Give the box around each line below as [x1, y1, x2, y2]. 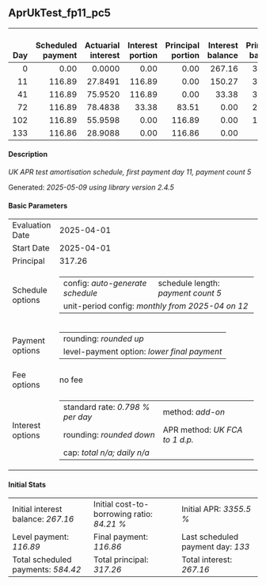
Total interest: [181, 554, 233, 565]
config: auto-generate [63, 277, 147, 289]
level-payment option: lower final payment [63, 346, 222, 357]
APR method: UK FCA [162, 424, 243, 435]
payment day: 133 [181, 541, 250, 552]
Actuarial [84, 40, 120, 51]
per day [63, 411, 93, 422]
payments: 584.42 [12, 564, 82, 575]
